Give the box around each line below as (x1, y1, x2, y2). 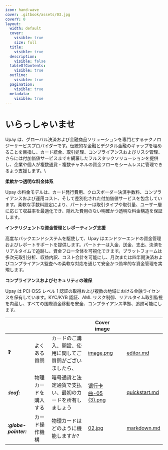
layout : (5, 21, 21, 27)
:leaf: (7, 389, 20, 396)
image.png (88, 349, 113, 356)
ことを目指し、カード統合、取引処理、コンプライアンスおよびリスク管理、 (9, 149, 162, 155)
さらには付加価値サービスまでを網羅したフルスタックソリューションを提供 (5, 155, 158, 161)
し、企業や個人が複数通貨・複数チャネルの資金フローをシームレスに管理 (5, 161, 154, 168)
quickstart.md (126, 389, 159, 396)
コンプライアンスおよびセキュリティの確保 (5, 278, 92, 284)
